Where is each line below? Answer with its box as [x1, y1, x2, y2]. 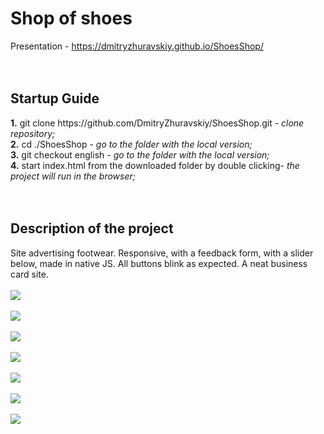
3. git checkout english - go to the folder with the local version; [10, 148, 270, 161]
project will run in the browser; [10, 170, 137, 182]
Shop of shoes [10, 7, 133, 30]
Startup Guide [10, 90, 100, 107]
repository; [10, 127, 56, 139]
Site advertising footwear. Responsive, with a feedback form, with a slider [10, 247, 314, 259]
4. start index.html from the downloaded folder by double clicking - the [10, 159, 300, 171]
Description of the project [10, 220, 174, 237]
